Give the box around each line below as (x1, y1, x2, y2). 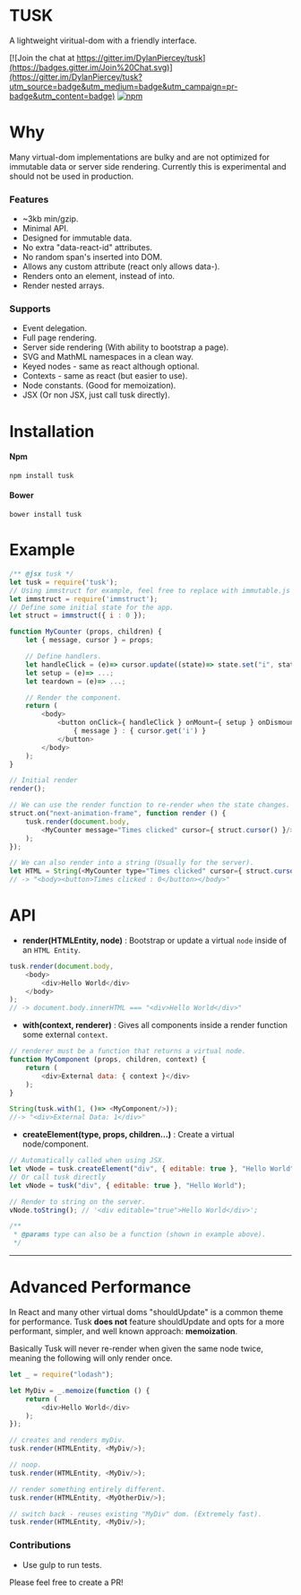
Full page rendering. (21, 333, 97, 344)
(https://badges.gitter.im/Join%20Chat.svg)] (9, 62, 173, 73)
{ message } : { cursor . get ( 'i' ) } (73, 727, 206, 736)
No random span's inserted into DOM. (21, 252, 163, 263)
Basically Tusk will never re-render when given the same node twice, (9, 1343, 264, 1354)
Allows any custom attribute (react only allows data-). (21, 261, 220, 272)
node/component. (21, 1138, 90, 1149)
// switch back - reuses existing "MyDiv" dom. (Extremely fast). (9, 1509, 262, 1519)
